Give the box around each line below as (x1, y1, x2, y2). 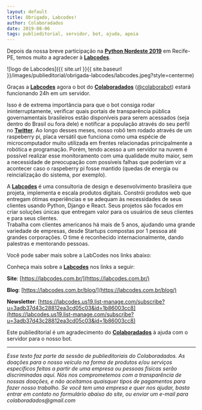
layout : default (7, 8, 47, 15)
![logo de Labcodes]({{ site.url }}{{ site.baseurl (7, 65, 122, 72)
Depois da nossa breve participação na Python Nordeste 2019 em (7, 47, 171, 54)
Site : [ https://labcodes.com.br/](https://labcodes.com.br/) (7, 275, 150, 282)
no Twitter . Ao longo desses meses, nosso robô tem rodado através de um (7, 127, 192, 134)
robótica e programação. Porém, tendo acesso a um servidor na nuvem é (7, 146, 188, 153)
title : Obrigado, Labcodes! (7, 14, 77, 20)
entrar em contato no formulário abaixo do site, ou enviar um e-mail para (7, 390, 188, 398)
